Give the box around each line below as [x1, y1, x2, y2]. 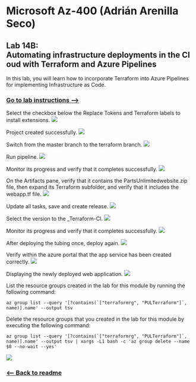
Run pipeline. [6, 154, 39, 161]
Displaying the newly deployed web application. [6, 271, 123, 278]
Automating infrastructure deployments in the [6, 49, 181, 60]
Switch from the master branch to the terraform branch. [6, 141, 143, 148]
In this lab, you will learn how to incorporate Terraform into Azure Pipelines [6, 75, 189, 82]
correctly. [6, 258, 30, 265]
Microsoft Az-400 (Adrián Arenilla [6, 4, 179, 18]
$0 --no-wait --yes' [6, 344, 58, 350]
